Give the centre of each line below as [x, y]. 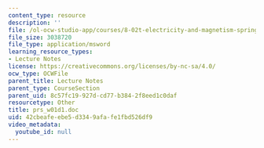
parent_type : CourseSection [54, 88]
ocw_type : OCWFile [38, 74]
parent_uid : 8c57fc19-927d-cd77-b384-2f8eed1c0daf [93, 96]
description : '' [35, 23]
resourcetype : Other [42, 103]
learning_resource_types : [50, 52]
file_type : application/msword [59, 45]
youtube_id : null [44, 132]
